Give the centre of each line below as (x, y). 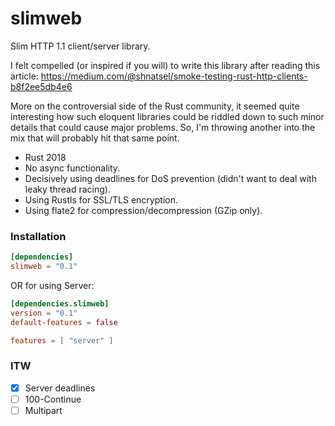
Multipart (43, 410)
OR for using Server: (52, 285)
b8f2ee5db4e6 (41, 86)
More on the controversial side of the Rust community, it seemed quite (155, 106)
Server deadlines (60, 388)
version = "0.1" (44, 313)
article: (24, 76)
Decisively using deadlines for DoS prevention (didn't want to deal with (170, 178)
